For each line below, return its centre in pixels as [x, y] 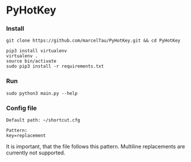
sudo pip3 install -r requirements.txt [55, 66]
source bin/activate [32, 61]
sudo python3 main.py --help [42, 93]
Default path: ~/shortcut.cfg [43, 120]
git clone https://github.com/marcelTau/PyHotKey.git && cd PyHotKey [93, 41]
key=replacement [26, 136]
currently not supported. [36, 153]
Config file [22, 108]
